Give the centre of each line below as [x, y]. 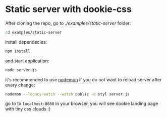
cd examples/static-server [34, 32]
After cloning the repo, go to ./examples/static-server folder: [68, 23]
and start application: [27, 61]
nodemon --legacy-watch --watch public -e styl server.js [67, 94]
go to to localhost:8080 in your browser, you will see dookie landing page [82, 103]
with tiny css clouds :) [28, 109]
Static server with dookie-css [69, 9]
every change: [20, 85]
